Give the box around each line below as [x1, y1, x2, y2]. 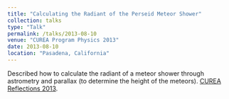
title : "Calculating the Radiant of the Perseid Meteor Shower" [7, 10, 202, 18]
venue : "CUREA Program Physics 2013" [7, 37, 119, 44]
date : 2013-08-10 [7, 43, 59, 50]
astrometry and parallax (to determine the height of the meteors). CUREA [7, 76, 222, 85]
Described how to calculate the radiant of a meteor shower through [7, 69, 205, 78]
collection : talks [7, 17, 62, 24]
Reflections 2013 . [7, 84, 58, 93]
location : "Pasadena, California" [7, 50, 110, 57]
